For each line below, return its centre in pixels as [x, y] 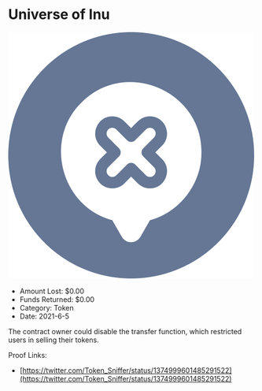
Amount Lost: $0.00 [52, 291]
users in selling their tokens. [54, 340]
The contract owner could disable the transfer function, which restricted [125, 331]
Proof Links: [28, 355]
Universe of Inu [59, 15]
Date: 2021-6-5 [44, 316]
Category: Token [46, 307]
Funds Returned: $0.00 [57, 299]
